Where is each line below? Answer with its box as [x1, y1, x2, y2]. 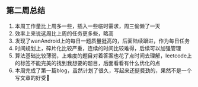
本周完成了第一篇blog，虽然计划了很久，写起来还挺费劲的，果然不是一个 [14, 67, 192, 74]
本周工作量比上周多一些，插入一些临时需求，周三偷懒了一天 [14, 22, 161, 30]
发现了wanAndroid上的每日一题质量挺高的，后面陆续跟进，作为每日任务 [14, 37, 190, 44]
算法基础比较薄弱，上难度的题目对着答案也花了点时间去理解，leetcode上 [14, 52, 193, 59]
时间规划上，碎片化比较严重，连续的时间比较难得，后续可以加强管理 [14, 44, 181, 51]
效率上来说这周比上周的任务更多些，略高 [14, 30, 114, 37]
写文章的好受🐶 [14, 74, 50, 81]
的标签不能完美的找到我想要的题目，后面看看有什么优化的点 [14, 59, 161, 66]
